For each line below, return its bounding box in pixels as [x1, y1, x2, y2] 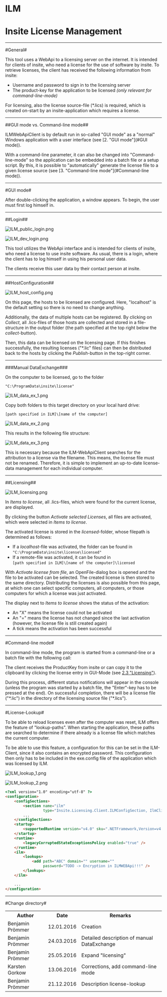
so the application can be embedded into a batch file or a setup [29, 157, 159, 163]
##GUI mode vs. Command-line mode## [5, 122, 88, 128]
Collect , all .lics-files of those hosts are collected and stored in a [5, 320, 137, 326]
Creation [81, 923, 102, 930]
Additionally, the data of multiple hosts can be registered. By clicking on [5, 314, 153, 320]
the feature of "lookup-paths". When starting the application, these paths [5, 725, 155, 731]
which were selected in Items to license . [5, 519, 87, 525]
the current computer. [5, 735, 50, 741]
